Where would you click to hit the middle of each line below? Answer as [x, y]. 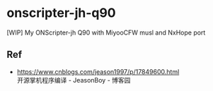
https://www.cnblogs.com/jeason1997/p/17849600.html [98, 71]
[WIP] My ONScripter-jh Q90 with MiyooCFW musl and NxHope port [106, 32]
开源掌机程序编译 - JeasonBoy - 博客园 [74, 80]
